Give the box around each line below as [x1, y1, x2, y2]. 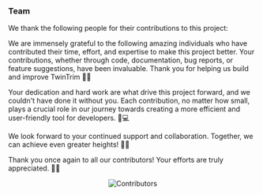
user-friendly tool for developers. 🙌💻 [8, 113, 130, 123]
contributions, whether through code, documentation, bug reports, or [8, 55, 234, 65]
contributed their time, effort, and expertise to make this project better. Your [8, 47, 255, 57]
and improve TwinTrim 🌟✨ [8, 73, 92, 82]
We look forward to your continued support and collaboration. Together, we [8, 132, 254, 141]
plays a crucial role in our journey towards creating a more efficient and [8, 104, 241, 114]
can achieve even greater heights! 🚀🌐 [8, 140, 130, 149]
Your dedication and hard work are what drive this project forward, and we [8, 88, 250, 97]
